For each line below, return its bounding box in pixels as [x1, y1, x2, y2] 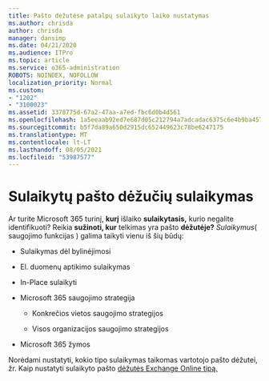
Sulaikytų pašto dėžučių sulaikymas [8, 187, 254, 206]
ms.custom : [8, 86, 45, 94]
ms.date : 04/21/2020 [8, 42, 78, 50]
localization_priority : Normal [8, 78, 113, 86]
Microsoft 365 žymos [19, 339, 90, 349]
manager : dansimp [8, 34, 66, 42]
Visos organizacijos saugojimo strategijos [31, 324, 170, 334]
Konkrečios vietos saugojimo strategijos [31, 309, 164, 319]
